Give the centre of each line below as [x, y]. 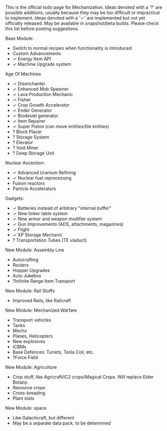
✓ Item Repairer [29, 121]
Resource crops [29, 387]
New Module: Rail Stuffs [30, 291]
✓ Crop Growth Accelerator [41, 105]
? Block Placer [27, 132]
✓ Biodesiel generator [35, 116]
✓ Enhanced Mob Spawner [41, 89]
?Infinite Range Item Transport [44, 281]
